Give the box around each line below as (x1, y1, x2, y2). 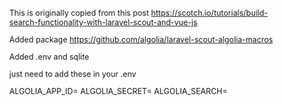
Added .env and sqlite (9, 52, 90, 61)
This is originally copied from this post (9, 8, 149, 18)
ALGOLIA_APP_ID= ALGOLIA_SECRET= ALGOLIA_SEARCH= (9, 86, 229, 96)
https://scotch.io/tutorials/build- (150, 8, 269, 18)
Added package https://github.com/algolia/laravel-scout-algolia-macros (9, 35, 273, 44)
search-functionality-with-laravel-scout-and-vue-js (9, 17, 198, 28)
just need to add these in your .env (9, 68, 137, 79)
